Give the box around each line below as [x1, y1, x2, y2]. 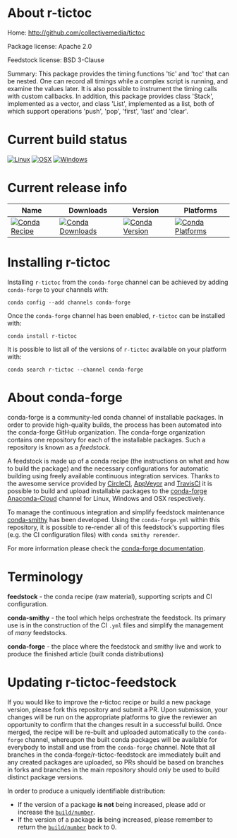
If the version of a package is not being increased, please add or [17, 800, 206, 808]
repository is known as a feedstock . [7, 443, 111, 452]
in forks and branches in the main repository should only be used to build [7, 765, 220, 774]
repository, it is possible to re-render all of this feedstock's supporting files [7, 523, 224, 531]
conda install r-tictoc [7, 332, 78, 340]
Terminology [7, 569, 83, 584]
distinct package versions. [7, 772, 84, 781]
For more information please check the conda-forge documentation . [7, 544, 206, 553]
